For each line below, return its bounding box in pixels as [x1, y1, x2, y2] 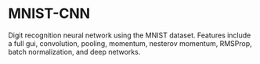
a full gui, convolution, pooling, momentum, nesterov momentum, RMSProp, [8, 38, 252, 48]
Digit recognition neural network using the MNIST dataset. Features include [8, 30, 251, 40]
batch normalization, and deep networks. [8, 47, 141, 56]
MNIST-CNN [8, 5, 91, 23]
